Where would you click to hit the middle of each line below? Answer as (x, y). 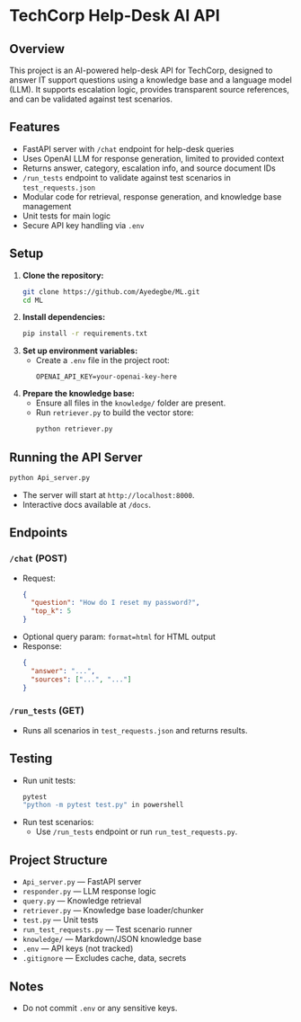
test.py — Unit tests (60, 920)
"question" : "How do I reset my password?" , (115, 603)
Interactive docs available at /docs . (86, 504)
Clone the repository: (63, 275)
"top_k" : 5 (51, 611)
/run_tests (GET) (47, 711)
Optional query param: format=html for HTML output (119, 636)
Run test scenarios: (58, 822)
